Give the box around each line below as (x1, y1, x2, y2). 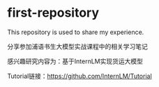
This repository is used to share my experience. (7, 28, 144, 36)
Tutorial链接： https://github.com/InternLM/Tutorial (7, 72, 152, 80)
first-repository (7, 5, 100, 21)
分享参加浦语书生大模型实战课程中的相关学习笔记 (7, 42, 148, 50)
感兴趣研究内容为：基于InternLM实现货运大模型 (7, 57, 143, 65)
